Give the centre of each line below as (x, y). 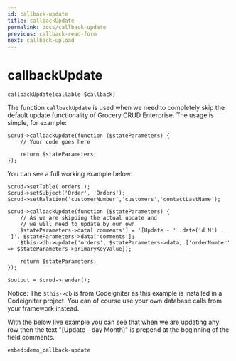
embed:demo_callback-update (49, 350)
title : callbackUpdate (41, 21)
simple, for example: (37, 123)
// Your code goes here (55, 142)
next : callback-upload (41, 41)
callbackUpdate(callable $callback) (61, 95)
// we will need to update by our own (77, 225)
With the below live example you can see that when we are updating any (113, 322)
